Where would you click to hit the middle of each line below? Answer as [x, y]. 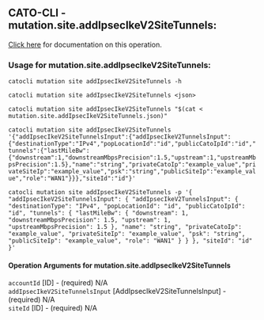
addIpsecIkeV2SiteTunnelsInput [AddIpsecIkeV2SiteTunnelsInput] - [117, 291]
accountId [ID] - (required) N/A [58, 283]
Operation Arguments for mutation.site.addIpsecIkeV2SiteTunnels [119, 265]
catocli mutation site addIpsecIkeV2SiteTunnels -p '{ [100, 192]
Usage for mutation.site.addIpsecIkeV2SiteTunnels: [109, 65]
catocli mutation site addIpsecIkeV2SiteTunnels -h [95, 82]
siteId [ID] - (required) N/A [53, 308]
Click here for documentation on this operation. [85, 44]
